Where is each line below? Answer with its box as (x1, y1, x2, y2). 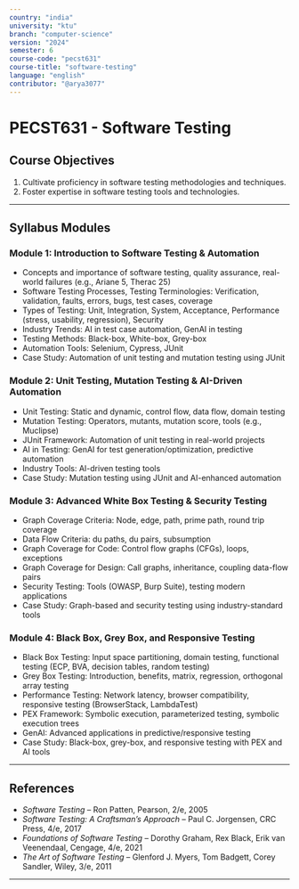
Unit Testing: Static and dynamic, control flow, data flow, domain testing (21, 406, 286, 417)
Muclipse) (21, 425, 60, 436)
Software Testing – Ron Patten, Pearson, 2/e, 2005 (21, 804, 208, 815)
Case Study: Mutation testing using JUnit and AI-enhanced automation (21, 472, 282, 483)
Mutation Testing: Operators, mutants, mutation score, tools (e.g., (21, 415, 263, 426)
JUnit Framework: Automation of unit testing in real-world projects (21, 434, 265, 445)
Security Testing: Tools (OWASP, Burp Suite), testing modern (21, 581, 246, 591)
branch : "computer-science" (9, 29, 114, 38)
